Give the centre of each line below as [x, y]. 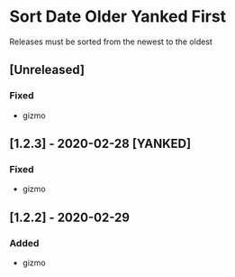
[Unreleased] [47, 70]
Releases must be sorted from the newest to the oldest [111, 42]
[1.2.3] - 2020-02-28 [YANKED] [100, 144]
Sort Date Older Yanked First [118, 17]
